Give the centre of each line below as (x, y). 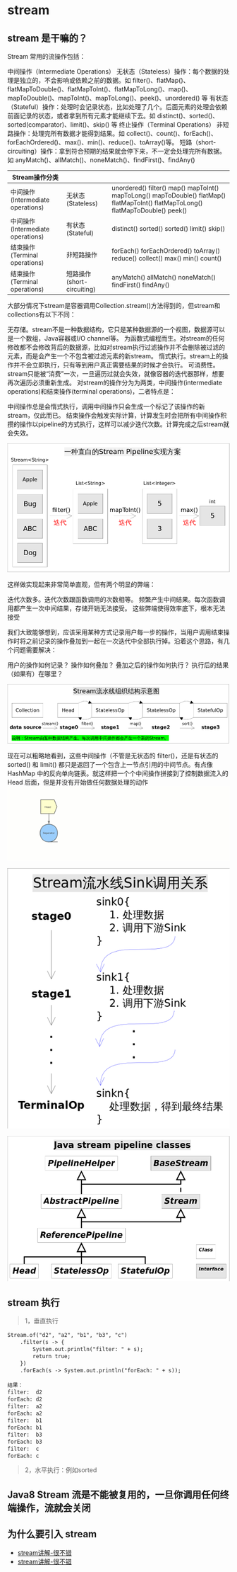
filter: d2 (25, 1392)
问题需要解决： (35, 650)
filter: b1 (25, 1421)
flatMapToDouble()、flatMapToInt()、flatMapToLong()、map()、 (100, 89)
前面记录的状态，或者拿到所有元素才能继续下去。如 (81, 116)
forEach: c (23, 1456)
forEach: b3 (25, 1442)
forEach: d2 (25, 1400)
